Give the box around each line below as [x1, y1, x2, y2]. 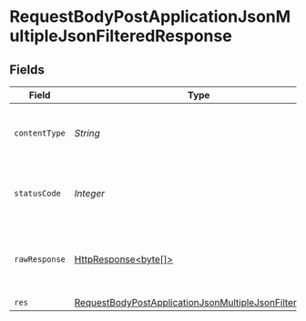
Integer [74, 187, 106, 199]
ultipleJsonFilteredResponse [9, 25, 232, 46]
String [74, 127, 100, 139]
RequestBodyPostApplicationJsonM [9, 6, 291, 27]
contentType [14, 128, 66, 138]
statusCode [14, 188, 61, 198]
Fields [9, 62, 46, 77]
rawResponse [14, 255, 66, 265]
